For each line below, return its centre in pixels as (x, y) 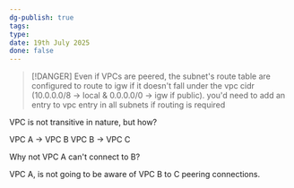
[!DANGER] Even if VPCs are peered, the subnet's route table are (151, 76)
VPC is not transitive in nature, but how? (83, 123)
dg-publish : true (42, 17)
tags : (19, 26)
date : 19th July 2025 (50, 43)
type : (19, 34)
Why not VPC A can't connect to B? (75, 157)
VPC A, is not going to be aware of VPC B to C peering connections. (135, 175)
